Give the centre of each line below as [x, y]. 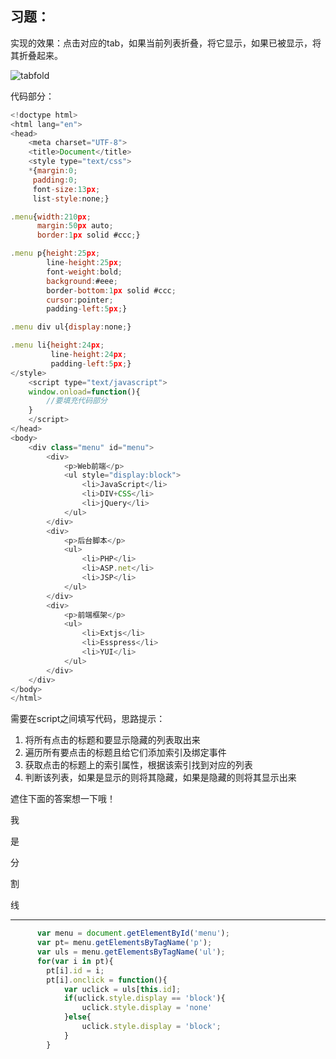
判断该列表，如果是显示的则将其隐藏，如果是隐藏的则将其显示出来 [160, 778]
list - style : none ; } [71, 198]
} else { [77, 1017]
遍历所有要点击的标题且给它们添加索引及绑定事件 [125, 753]
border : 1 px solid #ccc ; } [88, 235]
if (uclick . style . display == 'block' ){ [144, 998]
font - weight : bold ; [84, 272]
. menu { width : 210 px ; [51, 217]
